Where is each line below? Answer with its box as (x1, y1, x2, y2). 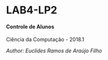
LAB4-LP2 (6, 3, 58, 17)
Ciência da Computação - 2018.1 (6, 36, 85, 43)
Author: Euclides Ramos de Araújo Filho (6, 47, 102, 54)
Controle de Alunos (6, 23, 55, 30)
